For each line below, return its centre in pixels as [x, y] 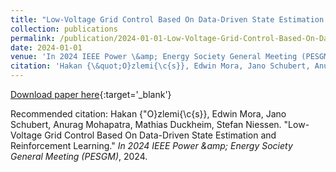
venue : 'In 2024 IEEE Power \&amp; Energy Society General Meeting [154, 57]
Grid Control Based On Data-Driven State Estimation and [160, 135]
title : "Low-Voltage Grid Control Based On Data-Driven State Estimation [167, 19]
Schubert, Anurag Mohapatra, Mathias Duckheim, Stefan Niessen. [146, 124]
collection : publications [64, 29]
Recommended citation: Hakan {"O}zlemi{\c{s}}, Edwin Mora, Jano [148, 114]
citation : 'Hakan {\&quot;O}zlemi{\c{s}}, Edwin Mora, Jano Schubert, [160, 66]
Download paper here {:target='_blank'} [91, 94]
